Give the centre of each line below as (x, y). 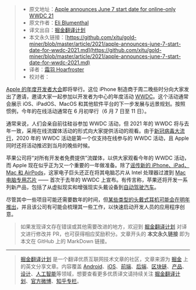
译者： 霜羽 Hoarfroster (57, 69)
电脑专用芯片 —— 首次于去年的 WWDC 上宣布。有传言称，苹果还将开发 (92, 180)
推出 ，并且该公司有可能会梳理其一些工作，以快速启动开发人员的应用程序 (93, 207)
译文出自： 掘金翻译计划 (57, 30)
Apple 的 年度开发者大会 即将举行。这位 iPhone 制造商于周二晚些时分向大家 (95, 89)
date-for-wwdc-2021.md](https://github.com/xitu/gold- (95, 50)
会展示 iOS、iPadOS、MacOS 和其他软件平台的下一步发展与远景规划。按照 (96, 104)
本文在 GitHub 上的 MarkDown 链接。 (65, 241)
